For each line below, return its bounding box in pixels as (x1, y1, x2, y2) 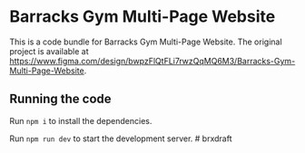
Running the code (9, 91, 112, 107)
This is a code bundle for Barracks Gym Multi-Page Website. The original (9, 36, 283, 47)
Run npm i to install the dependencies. (9, 115, 152, 126)
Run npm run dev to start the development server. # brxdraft (9, 133, 232, 144)
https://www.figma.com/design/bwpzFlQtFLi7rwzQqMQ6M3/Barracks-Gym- (9, 55, 296, 66)
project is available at (9, 45, 89, 56)
